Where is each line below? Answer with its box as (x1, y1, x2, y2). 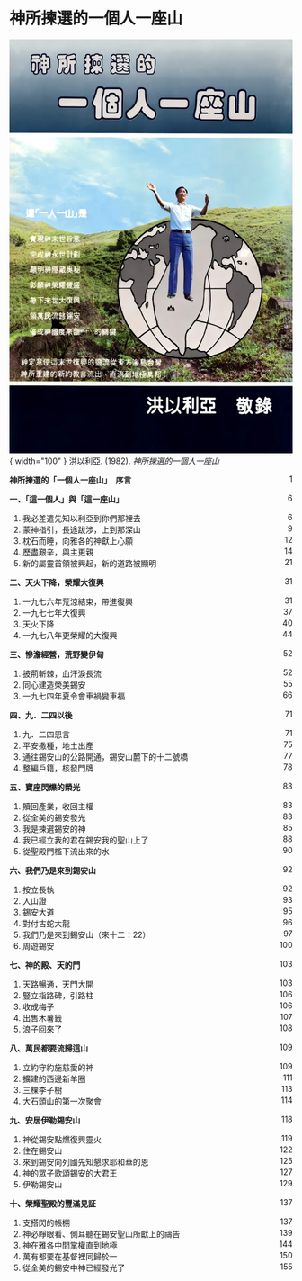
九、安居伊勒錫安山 (9, 1115, 81, 1126)
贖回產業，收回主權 (22, 801, 94, 812)
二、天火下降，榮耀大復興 (9, 577, 104, 588)
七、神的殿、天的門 (9, 960, 81, 970)
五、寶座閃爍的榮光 (9, 782, 81, 793)
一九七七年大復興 (22, 608, 86, 618)
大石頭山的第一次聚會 (22, 1096, 102, 1107)
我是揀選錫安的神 (22, 824, 86, 834)
